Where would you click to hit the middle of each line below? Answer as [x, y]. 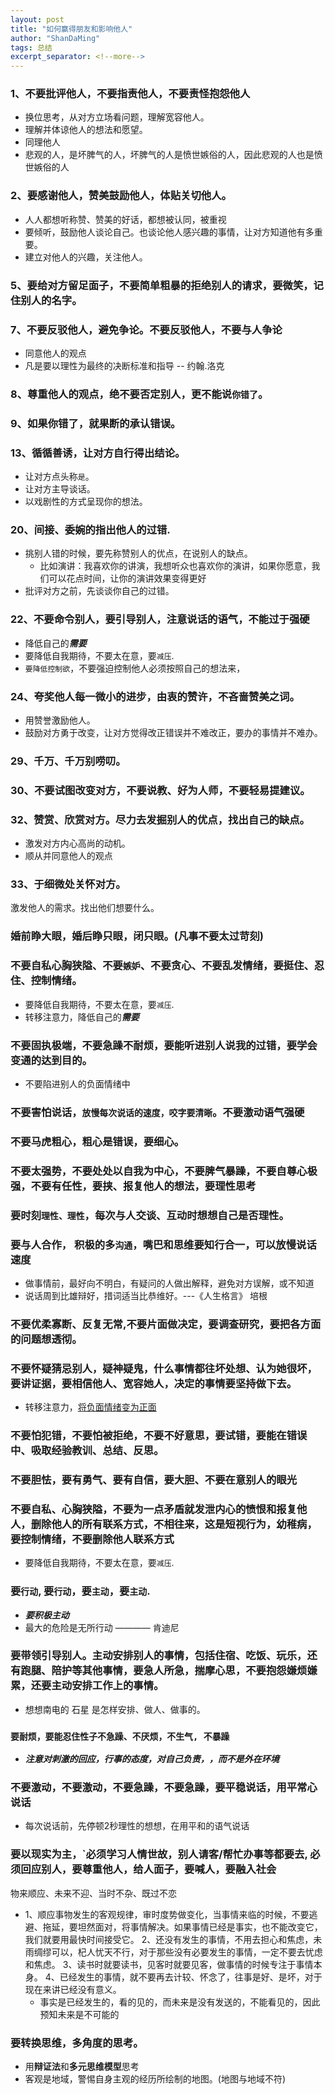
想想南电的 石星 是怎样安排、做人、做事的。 [115, 1709]
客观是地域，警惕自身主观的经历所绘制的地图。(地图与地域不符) [155, 2079]
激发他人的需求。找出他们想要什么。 [85, 908]
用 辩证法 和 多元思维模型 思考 [82, 2067]
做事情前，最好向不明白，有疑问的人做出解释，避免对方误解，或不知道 [169, 1283]
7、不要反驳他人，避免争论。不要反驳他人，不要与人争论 [146, 329]
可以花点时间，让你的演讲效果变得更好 [127, 578]
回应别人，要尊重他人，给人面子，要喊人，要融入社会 [148, 1869]
